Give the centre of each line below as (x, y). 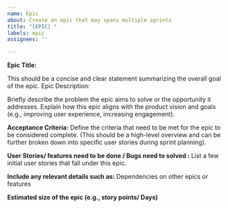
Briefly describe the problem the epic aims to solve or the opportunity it (109, 99)
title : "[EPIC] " (32, 26)
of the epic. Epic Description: (49, 86)
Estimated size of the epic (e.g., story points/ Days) (82, 198)
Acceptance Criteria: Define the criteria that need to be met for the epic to (114, 128)
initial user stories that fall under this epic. (67, 163)
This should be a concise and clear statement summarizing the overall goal (114, 79)
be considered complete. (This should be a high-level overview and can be (114, 135)
